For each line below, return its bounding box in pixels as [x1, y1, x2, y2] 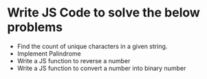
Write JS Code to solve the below [7, 5, 201, 21]
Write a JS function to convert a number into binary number [17, 64, 186, 72]
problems [7, 19, 63, 35]
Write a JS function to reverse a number [17, 56, 131, 65]
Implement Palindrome [17, 49, 81, 58]
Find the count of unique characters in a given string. [17, 42, 168, 50]
